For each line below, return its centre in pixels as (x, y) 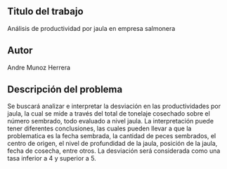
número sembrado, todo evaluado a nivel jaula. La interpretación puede (111, 121)
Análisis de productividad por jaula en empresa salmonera (91, 28)
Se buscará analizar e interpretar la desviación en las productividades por (114, 106)
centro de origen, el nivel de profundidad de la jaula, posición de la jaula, (112, 144)
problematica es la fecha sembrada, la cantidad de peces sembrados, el (112, 136)
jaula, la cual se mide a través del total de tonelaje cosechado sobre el (109, 114)
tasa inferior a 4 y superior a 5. (52, 158)
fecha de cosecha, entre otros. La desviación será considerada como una (114, 151)
